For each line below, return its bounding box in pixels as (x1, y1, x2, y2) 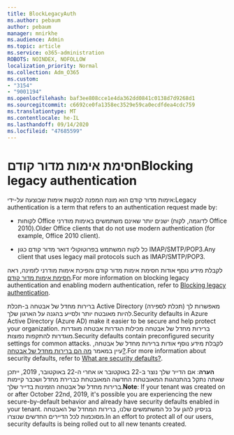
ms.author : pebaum (7, 17, 61, 24)
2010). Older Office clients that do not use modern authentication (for (17, 224, 215, 233)
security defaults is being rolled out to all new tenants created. (7, 420, 187, 428)
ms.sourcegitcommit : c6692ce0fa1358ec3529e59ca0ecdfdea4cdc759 (7, 102, 196, 109)
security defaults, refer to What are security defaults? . (7, 354, 163, 363)
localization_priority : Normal (7, 62, 98, 69)
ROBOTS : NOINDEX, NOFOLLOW (7, 56, 86, 63)
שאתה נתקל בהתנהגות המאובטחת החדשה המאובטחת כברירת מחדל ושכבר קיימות (7, 375, 225, 384)
